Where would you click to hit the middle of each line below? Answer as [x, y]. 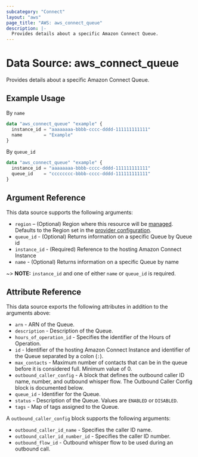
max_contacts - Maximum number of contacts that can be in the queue [101, 362]
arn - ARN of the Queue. [44, 324]
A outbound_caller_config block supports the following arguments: [89, 418]
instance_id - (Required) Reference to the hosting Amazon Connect [98, 249]
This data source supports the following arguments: [69, 212]
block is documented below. [49, 387]
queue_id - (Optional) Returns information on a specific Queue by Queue [103, 237]
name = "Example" [42, 135]
